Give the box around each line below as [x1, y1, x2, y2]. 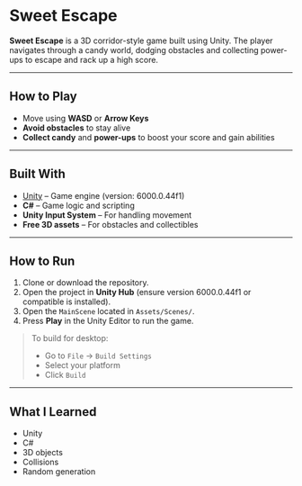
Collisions [22, 456, 59, 468]
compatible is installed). [22, 296, 111, 307]
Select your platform [44, 360, 121, 371]
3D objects [22, 447, 63, 458]
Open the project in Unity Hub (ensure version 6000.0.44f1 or [22, 287, 252, 298]
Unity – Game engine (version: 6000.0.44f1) [22, 190, 185, 201]
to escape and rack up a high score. [25, 54, 159, 65]
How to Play [9, 89, 78, 104]
